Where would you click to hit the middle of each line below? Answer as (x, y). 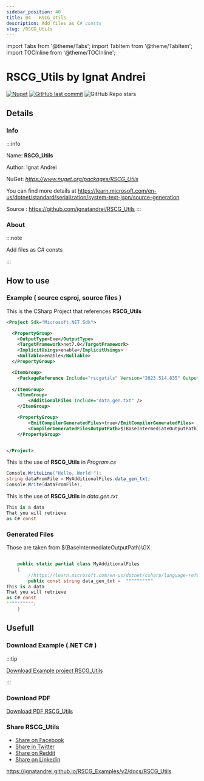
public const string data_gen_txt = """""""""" (91, 581)
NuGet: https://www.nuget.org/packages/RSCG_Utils (72, 179)
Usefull (20, 628)
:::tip (12, 659)
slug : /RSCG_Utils (29, 29)
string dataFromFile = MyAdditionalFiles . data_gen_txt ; (78, 479)
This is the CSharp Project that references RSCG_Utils (74, 311)
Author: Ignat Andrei (32, 167)
